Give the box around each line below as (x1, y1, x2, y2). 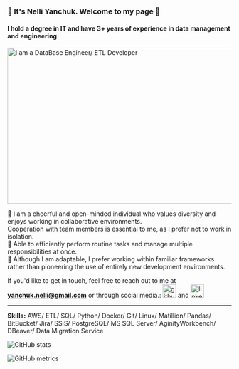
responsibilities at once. (7, 247, 78, 256)
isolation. (7, 232, 34, 241)
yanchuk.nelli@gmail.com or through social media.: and (7, 291, 190, 300)
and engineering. (7, 31, 59, 40)
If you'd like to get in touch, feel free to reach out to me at (7, 276, 176, 285)
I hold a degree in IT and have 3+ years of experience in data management (7, 24, 231, 33)
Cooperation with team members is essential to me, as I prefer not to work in (7, 224, 232, 234)
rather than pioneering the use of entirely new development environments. (7, 263, 225, 271)
